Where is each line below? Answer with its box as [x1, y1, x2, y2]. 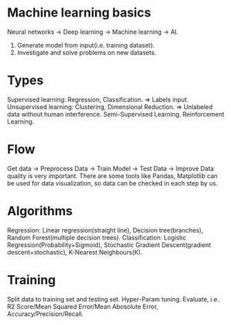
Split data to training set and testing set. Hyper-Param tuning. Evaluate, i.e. [7, 295, 219, 303]
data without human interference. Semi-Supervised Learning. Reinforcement [7, 110, 225, 118]
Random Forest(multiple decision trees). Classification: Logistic [7, 233, 187, 242]
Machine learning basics [7, 5, 152, 21]
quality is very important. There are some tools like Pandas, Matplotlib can [7, 171, 218, 180]
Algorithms [7, 204, 73, 219]
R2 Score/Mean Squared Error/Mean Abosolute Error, [7, 302, 159, 311]
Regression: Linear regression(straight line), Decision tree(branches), [7, 226, 203, 234]
